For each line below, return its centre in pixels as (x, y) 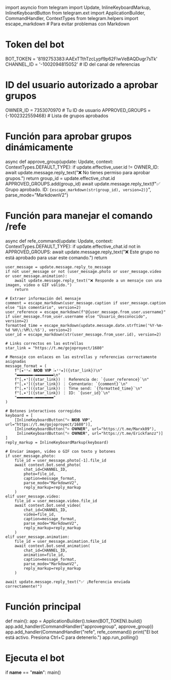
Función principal (43, 607)
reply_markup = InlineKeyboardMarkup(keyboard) (57, 442)
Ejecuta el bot (35, 658)
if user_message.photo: (31, 456)
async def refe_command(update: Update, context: (59, 241)
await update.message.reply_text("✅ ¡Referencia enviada (68, 582)
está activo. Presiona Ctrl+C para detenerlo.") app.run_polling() (72, 637)
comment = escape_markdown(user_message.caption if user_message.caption (86, 303)
